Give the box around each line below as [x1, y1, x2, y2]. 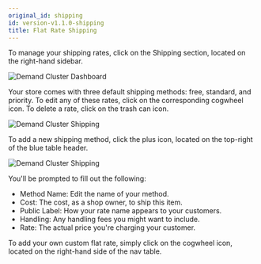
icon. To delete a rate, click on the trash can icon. [8, 104, 169, 113]
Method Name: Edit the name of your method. [19, 189, 169, 199]
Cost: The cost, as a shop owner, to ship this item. [19, 197, 183, 207]
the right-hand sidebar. [8, 56, 83, 66]
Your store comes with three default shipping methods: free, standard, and [8, 87, 252, 97]
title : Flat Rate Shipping [8, 26, 97, 34]
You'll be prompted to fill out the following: [8, 174, 146, 183]
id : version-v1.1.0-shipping [8, 19, 104, 27]
